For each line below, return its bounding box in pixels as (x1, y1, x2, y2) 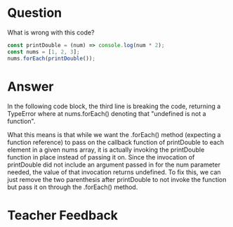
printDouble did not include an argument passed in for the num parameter (7, 160, 221, 169)
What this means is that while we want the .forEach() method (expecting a (7, 130, 221, 138)
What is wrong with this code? (7, 28, 95, 37)
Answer (7, 79, 54, 94)
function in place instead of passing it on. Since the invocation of (7, 153, 195, 161)
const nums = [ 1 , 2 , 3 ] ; (7, 48, 80, 56)
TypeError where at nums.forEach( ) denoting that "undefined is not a (7, 109, 206, 117)
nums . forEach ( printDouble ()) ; (7, 55, 96, 62)
